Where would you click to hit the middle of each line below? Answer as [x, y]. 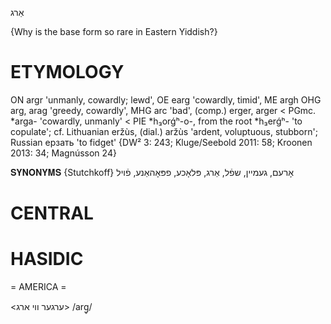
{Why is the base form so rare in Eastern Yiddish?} [114, 31]
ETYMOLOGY [67, 72]
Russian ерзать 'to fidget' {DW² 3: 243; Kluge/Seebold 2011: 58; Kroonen [161, 142]
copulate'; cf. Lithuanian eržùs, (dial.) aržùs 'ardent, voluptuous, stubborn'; [164, 131]
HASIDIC [47, 259]
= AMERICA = [38, 287]
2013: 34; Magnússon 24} [63, 153]
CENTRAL [52, 213]
